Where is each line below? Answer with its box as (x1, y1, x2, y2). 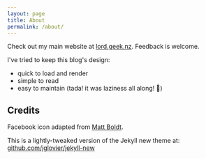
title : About (7, 17, 45, 24)
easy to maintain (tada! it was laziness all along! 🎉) (17, 84, 163, 93)
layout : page (7, 10, 45, 17)
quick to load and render (17, 69, 89, 77)
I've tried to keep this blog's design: (7, 56, 110, 64)
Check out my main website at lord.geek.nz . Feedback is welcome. (7, 43, 200, 51)
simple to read (17, 77, 59, 85)
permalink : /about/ (7, 23, 64, 30)
